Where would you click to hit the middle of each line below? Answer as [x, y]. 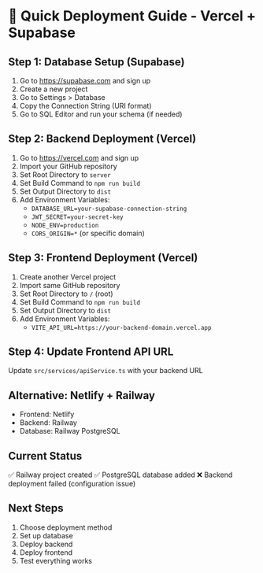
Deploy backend [46, 544]
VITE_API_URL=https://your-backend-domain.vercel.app [121, 327]
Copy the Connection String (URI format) [85, 106]
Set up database [46, 535]
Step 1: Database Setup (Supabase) [96, 62]
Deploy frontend [46, 552]
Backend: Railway [48, 423]
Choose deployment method [66, 527]
